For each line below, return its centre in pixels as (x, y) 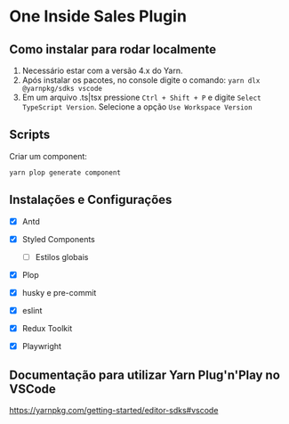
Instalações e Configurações (91, 200)
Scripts (30, 135)
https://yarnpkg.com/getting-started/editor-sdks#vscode (114, 410)
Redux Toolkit (47, 328)
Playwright (42, 347)
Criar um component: (48, 156)
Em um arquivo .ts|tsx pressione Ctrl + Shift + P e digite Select (141, 97)
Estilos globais (62, 257)
